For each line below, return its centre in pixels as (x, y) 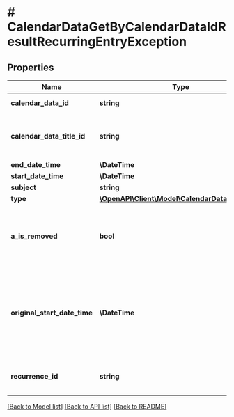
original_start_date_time (52, 313)
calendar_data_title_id (48, 136)
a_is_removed (34, 236)
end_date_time (36, 165)
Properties (31, 67)
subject (24, 187)
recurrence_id (34, 376)
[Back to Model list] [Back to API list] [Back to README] (87, 407)
